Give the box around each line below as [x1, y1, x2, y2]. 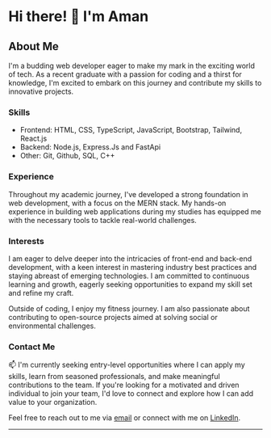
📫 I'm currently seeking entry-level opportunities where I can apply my [8, 360, 245, 370]
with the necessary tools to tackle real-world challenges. [8, 215, 198, 225]
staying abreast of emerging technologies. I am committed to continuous [8, 271, 250, 280]
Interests [8, 235, 44, 246]
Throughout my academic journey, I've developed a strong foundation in [8, 189, 248, 199]
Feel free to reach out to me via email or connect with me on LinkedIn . [8, 413, 241, 423]
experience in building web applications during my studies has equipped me [8, 206, 262, 217]
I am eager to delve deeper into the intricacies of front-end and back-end [8, 254, 252, 263]
